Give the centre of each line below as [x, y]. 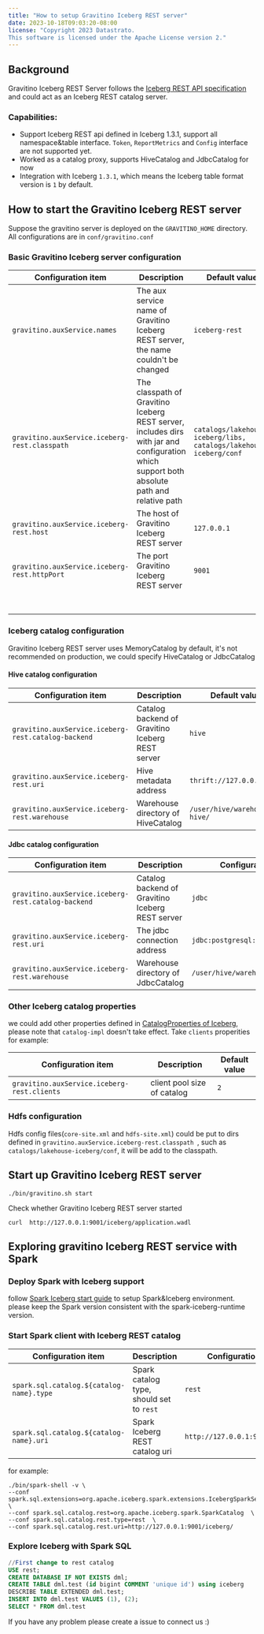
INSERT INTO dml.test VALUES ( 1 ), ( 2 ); [73, 1599]
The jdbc [153, 931]
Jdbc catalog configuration [54, 844]
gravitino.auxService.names [64, 330]
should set [152, 1399]
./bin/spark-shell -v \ [47, 1485]
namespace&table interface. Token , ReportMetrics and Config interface [134, 143]
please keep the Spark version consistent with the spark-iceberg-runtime [127, 1307]
